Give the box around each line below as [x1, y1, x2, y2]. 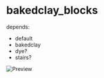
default [14, 35, 33, 42]
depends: [6, 23, 30, 30]
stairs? [14, 54, 32, 61]
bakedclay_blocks [6, 4, 98, 17]
